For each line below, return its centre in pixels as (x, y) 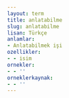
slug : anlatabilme (33, 26)
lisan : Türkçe (27, 33)
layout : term (26, 13)
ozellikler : (24, 52)
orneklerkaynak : (30, 78)
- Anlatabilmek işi (35, 46)
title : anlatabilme (35, 20)
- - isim (19, 59)
